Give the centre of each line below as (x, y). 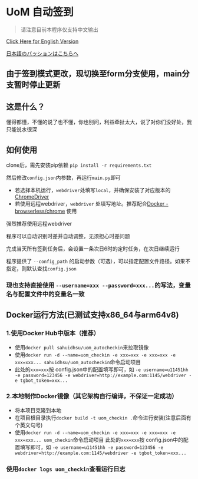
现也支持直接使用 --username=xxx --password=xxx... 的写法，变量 (98, 285)
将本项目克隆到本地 (38, 410)
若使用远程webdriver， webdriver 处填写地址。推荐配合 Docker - (92, 203)
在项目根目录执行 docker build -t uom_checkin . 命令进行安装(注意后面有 (103, 417)
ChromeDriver (32, 196)
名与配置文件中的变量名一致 (45, 294)
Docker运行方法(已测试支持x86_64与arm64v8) (93, 315)
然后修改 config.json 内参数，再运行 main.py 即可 (63, 177)
